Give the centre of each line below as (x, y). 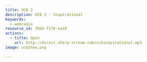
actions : (14, 33)
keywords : (16, 19)
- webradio (21, 24)
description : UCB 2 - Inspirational (44, 15)
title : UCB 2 (19, 10)
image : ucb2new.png (26, 47)
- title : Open (25, 38)
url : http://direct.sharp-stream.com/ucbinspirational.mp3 (78, 43)
